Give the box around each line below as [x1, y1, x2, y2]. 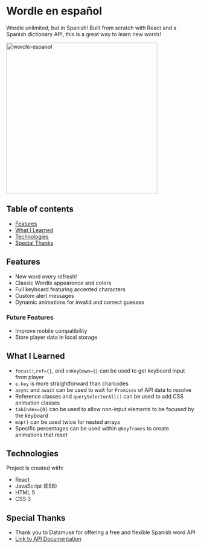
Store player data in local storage [14, 333, 98, 341]
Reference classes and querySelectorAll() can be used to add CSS [14, 392, 184, 400]
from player [14, 373, 44, 380]
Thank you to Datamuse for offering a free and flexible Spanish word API [14, 529, 196, 536]
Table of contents [6, 204, 74, 215]
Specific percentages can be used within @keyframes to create [14, 424, 169, 432]
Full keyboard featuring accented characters [14, 285, 126, 293]
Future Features [6, 313, 54, 322]
